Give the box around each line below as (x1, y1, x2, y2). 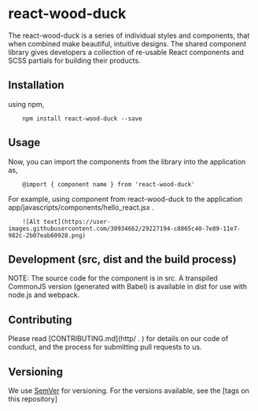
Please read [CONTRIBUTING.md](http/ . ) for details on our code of (8, 334, 229, 343)
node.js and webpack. (8, 290, 80, 299)
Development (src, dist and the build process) (8, 252, 238, 266)
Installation (8, 79, 64, 92)
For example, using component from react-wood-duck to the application (8, 194, 243, 204)
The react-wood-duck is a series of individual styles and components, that (8, 31, 250, 40)
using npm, (8, 99, 45, 108)
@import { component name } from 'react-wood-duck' (22, 180, 195, 189)
